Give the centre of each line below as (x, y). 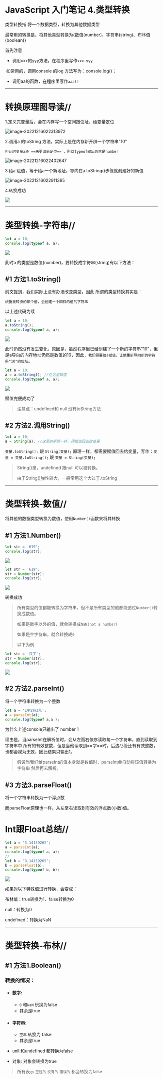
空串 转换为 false (35, 1035)
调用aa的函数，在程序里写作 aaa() (45, 81)
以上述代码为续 (20, 311)
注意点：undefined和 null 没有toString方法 (59, 409)
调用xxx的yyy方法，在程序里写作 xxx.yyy (52, 60)
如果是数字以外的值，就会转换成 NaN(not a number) (67, 624)
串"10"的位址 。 (19, 361)
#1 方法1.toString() (33, 279)
